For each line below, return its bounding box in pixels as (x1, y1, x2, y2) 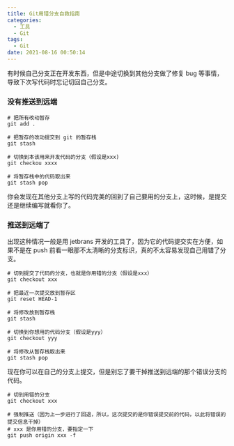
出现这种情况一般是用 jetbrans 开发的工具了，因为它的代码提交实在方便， (7, 238, 217, 246)
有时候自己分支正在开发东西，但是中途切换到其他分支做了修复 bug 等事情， (7, 69, 224, 77)
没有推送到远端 (7, 97, 58, 107)
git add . (7, 121, 36, 128)
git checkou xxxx (7, 160, 58, 167)
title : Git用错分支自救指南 (7, 10, 80, 17)
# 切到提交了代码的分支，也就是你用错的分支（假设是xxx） (7, 270, 153, 277)
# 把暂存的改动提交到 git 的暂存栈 (7, 134, 97, 141)
